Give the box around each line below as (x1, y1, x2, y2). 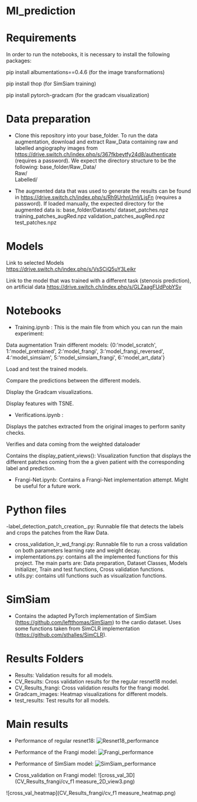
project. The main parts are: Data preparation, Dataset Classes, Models (14, 559, 188, 566)
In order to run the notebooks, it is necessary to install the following (6, 51, 170, 58)
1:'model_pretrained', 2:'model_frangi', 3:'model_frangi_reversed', (6, 348, 165, 355)
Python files (6, 503, 67, 517)
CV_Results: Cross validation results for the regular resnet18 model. (14, 678, 179, 685)
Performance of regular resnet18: (14, 737, 96, 744)
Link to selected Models (6, 259, 64, 266)
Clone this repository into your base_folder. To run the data (14, 132, 158, 139)
